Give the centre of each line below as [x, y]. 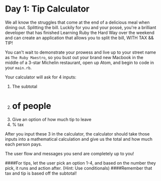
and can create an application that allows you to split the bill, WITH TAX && [79, 38]
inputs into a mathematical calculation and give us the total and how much [79, 139]
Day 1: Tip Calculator [47, 9]
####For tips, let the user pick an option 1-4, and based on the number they [80, 163]
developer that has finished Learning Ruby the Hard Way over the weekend [80, 32]
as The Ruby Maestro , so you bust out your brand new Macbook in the [74, 57]
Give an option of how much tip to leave [52, 119]
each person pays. [24, 144]
